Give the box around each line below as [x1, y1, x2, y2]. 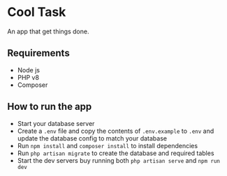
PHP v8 [17, 73, 40, 81]
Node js [17, 65, 41, 74]
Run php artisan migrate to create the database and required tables [17, 149, 214, 157]
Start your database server [17, 119, 95, 127]
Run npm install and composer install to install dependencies [17, 141, 198, 150]
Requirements [7, 47, 70, 59]
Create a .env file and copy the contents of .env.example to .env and [17, 127, 214, 135]
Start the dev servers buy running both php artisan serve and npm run [17, 156, 221, 164]
